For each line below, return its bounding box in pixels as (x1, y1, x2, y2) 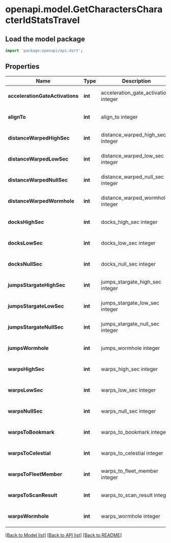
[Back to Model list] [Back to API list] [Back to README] (5, 532, 122, 538)
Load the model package (5, 35, 85, 43)
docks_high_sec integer (101, 218, 158, 225)
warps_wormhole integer (101, 512, 160, 520)
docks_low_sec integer (101, 239, 156, 247)
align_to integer (101, 113, 138, 120)
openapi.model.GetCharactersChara (5, 4, 163, 15)
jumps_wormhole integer (101, 344, 160, 351)
